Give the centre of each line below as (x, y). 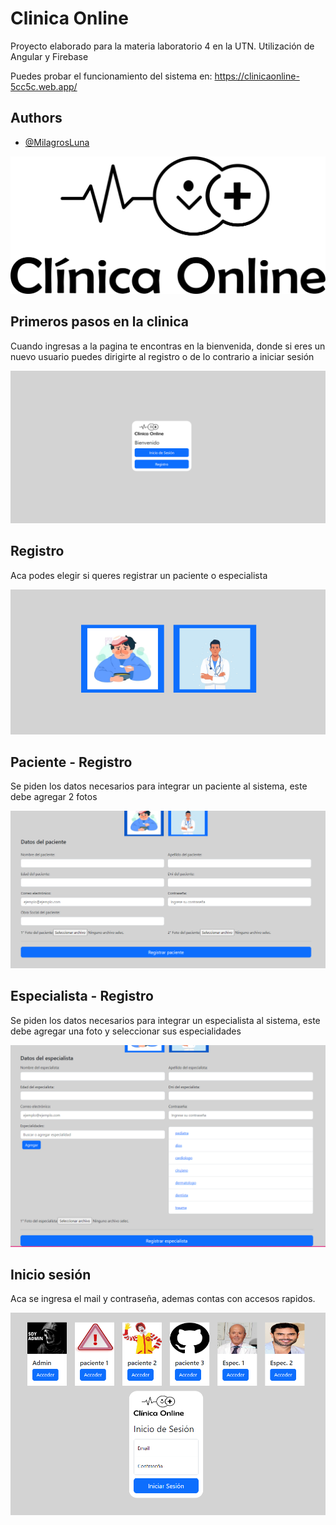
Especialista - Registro (82, 996)
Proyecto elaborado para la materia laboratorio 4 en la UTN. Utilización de (162, 46)
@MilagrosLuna (57, 142)
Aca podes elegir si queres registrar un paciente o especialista (139, 575)
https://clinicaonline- (257, 76)
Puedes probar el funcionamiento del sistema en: (111, 76)
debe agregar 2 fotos (54, 797)
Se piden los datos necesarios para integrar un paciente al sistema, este (159, 786)
